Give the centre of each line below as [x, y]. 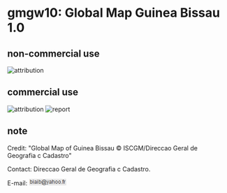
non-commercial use [53, 53]
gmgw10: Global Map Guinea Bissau [113, 13]
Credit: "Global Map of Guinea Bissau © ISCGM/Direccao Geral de [102, 148]
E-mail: [17, 183]
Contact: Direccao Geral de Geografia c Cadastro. [79, 169]
